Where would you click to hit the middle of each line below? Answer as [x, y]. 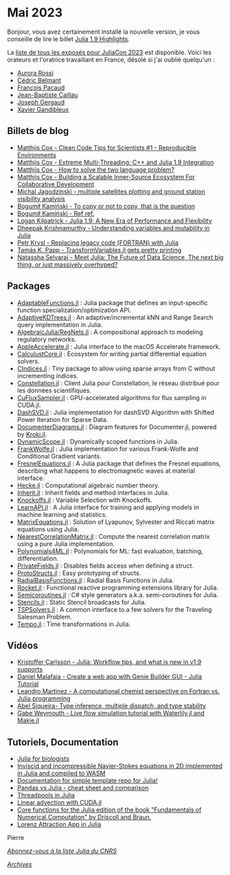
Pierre [16, 838]
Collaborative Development [56, 184]
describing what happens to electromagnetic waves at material [106, 470]
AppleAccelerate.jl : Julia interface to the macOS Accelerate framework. [119, 346]
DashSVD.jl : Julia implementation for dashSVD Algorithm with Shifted [115, 412]
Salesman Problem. [44, 617]
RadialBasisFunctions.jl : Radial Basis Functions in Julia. [95, 580]
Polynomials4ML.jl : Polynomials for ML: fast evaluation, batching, [110, 551]
